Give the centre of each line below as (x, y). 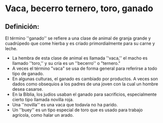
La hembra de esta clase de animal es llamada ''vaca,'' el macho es (80, 58)
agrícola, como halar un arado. (43, 115)
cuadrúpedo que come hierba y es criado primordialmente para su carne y (80, 43)
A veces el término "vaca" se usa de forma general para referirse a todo (85, 68)
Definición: (22, 27)
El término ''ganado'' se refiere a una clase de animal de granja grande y (78, 38)
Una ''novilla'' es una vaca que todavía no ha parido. (65, 105)
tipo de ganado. (28, 73)
